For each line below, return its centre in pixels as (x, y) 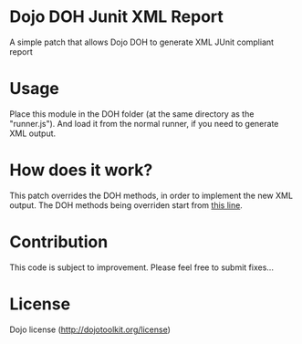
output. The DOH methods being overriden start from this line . (126, 205)
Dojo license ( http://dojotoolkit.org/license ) (90, 329)
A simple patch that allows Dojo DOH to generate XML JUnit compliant (142, 42)
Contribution (59, 242)
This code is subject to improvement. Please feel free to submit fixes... (141, 267)
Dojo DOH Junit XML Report (116, 17)
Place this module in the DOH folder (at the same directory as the (132, 114)
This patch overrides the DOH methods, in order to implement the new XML (151, 195)
